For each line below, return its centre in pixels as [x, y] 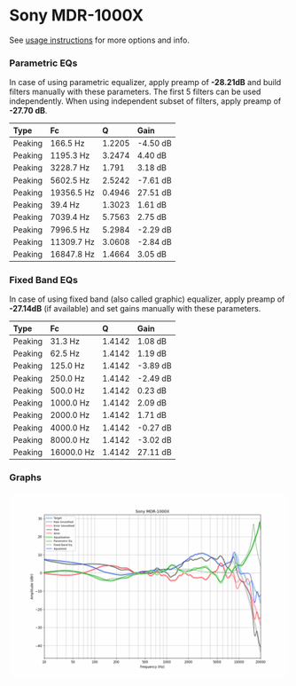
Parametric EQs [43, 63]
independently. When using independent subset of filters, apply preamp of [145, 101]
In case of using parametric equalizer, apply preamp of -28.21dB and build [145, 83]
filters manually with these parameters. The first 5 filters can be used [135, 92]
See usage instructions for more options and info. [100, 40]
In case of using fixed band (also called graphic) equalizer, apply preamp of [147, 299]
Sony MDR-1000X [77, 16]
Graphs [25, 477]
